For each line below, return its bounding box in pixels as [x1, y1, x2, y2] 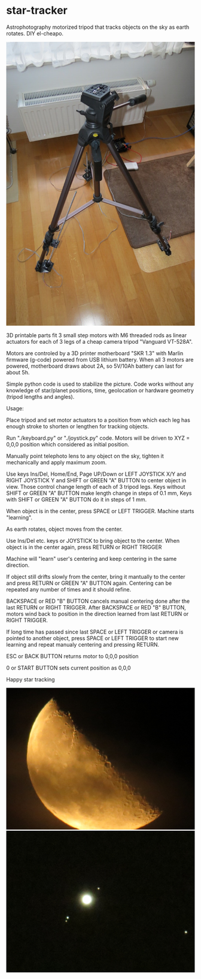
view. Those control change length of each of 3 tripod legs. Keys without [6, 483, 185, 490]
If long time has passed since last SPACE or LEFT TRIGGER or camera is [6, 628, 184, 635]
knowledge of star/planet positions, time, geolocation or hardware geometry [6, 386, 194, 394]
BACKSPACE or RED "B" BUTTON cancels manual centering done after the [6, 597, 190, 605]
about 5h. [6, 368, 30, 376]
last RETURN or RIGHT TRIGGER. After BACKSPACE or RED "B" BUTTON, [6, 603, 187, 611]
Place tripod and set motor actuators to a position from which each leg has [6, 416, 190, 424]
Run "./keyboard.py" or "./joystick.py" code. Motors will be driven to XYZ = [6, 434, 190, 442]
